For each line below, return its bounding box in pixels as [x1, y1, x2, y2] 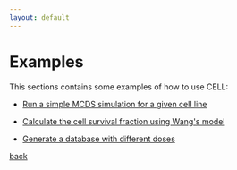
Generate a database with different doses [21, 133, 176, 144]
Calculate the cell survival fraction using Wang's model [21, 115, 225, 126]
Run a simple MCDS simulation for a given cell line [21, 98, 207, 109]
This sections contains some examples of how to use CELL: [9, 81, 229, 92]
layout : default [9, 13, 70, 22]
